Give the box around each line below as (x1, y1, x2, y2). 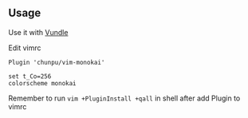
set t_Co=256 (8, 72, 52, 81)
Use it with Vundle (8, 27, 69, 37)
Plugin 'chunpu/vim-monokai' (8, 58, 105, 66)
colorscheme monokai (8, 79, 77, 87)
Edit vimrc (8, 43, 41, 53)
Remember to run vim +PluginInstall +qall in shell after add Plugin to (8, 93, 241, 103)
